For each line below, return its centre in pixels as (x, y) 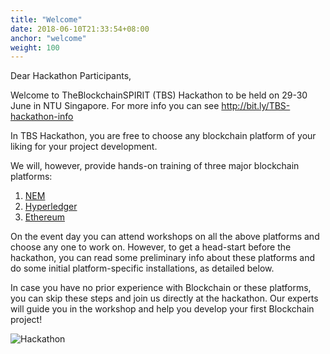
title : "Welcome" (46, 19)
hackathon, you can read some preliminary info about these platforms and (162, 258)
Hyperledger (51, 207)
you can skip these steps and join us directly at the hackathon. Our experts (164, 298)
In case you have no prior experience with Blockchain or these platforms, (161, 288)
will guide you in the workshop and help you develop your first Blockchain (162, 309)
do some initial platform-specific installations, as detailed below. (142, 268)
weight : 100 (35, 47)
